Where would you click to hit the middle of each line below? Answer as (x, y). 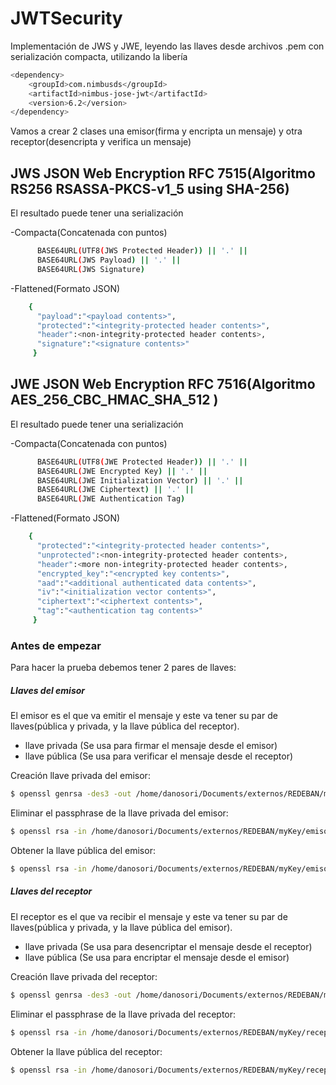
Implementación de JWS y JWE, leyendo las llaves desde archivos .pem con (167, 46)
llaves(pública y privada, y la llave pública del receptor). (125, 726)
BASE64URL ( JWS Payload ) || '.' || (109, 260)
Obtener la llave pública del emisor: (83, 850)
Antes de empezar (56, 645)
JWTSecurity (66, 18)
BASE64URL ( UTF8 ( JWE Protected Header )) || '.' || (142, 462)
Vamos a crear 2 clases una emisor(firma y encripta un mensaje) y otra (156, 131)
